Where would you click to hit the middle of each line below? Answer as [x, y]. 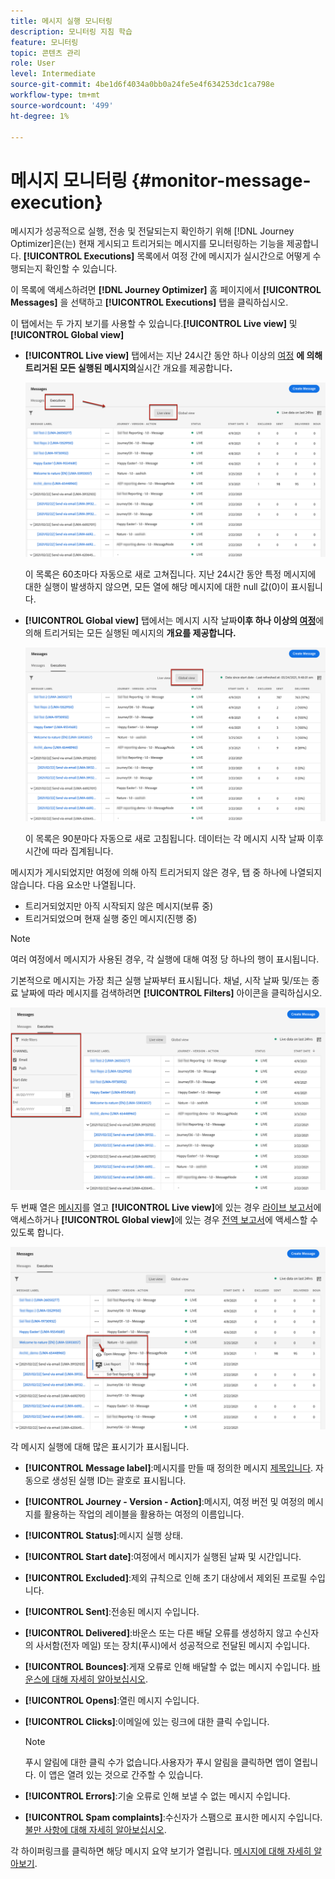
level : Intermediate [53, 74]
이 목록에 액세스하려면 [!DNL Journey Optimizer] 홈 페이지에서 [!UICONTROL [166, 290]
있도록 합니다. [37, 1232]
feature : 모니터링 [44, 42]
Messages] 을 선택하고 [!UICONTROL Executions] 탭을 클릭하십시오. [149, 302]
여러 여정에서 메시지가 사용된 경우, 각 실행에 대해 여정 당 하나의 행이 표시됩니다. [165, 959]
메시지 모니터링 [69, 180]
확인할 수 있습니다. [81, 269]
